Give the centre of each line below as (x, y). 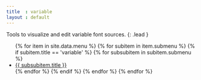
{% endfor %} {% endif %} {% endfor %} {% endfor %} (84, 71)
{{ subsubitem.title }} (41, 65)
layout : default (28, 17)
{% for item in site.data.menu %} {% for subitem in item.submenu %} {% (105, 46)
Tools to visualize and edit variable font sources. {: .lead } (77, 34)
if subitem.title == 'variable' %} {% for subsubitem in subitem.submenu (103, 52)
